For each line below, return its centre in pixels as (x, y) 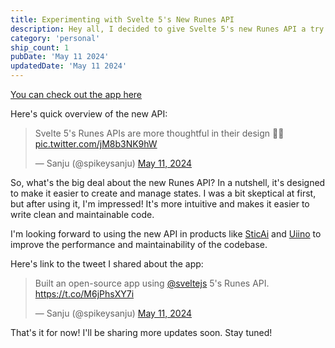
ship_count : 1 (40, 47)
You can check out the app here (76, 94)
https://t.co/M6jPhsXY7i (84, 294)
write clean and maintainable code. (82, 214)
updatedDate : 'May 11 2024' (69, 66)
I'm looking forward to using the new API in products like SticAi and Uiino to (166, 234)
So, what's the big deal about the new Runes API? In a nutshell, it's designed (168, 182)
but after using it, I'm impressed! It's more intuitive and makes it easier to (160, 204)
